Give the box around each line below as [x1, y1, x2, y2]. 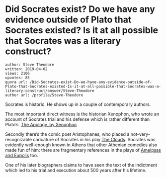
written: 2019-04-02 [5, 66, 48, 72]
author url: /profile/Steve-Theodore [5, 92, 83, 97]
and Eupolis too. [5, 152, 38, 158]
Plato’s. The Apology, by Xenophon [5, 121, 77, 127]
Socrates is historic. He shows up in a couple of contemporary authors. [5, 101, 151, 107]
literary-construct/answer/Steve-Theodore [5, 88, 94, 93]
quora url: [5, 80, 28, 85]
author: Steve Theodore [5, 62, 55, 67]
